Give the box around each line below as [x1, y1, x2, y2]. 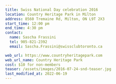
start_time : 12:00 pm [5, 21, 50, 26]
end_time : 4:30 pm [5, 26, 43, 31]
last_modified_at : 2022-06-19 [5, 71, 68, 77]
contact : [5, 30, 23, 35]
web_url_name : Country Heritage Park [5, 57, 83, 62]
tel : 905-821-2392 [9, 40, 48, 44]
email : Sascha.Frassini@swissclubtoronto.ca [9, 44, 103, 49]
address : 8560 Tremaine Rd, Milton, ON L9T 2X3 [5, 16, 105, 21]
